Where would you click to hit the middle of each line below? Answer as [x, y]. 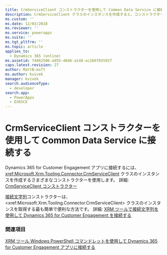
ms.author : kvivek [24, 74]
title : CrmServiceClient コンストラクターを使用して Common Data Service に [81, 10]
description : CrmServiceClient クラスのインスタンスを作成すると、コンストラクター [84, 14]
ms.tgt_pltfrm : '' [24, 42]
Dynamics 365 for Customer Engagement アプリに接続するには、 [72, 168]
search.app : [17, 93]
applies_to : [17, 51]
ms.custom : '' [20, 19]
